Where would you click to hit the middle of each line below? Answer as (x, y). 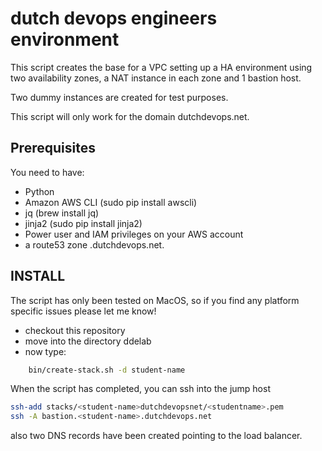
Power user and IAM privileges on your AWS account (134, 234)
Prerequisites (53, 148)
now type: (45, 351)
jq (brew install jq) (62, 213)
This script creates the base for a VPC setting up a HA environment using (161, 67)
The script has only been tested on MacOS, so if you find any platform (155, 300)
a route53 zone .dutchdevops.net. (94, 244)
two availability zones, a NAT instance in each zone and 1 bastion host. (156, 78)
